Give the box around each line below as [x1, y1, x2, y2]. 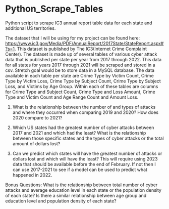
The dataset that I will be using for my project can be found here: [5, 35, 140, 41]
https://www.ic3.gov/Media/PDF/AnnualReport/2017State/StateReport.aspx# [5, 40, 164, 46]
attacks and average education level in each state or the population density [5, 187, 161, 193]
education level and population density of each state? [5, 198, 117, 204]
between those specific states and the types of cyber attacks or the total [12, 135, 164, 141]
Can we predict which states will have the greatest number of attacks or [12, 150, 162, 156]
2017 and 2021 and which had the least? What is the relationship [12, 130, 146, 136]
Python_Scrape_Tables [5, 3, 103, 15]
